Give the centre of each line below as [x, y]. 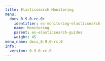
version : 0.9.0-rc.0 [31, 51]
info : [11, 46]
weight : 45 [25, 37]
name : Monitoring [32, 28]
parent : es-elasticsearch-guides [48, 32]
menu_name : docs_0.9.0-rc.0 [34, 42]
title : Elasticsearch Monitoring [39, 10]
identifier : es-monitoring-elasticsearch [57, 23]
